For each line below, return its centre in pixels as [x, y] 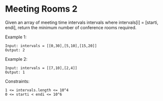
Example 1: [16, 37]
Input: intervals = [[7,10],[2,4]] [41, 68]
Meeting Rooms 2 [41, 9]
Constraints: [17, 81]
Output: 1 [15, 72]
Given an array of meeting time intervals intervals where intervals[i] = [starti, [82, 22]
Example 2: [16, 59]
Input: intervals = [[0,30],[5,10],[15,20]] [51, 46]
